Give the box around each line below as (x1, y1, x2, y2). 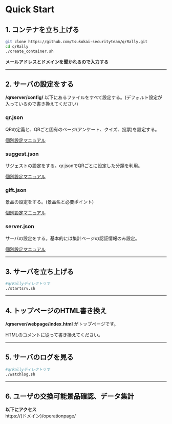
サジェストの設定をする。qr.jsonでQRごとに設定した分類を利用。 (5, 163, 143, 169)
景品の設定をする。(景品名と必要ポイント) (5, 199, 94, 205)
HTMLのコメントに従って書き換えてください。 (5, 332, 103, 338)
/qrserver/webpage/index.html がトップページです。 (5, 321, 119, 327)
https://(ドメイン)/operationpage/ (5, 413, 76, 419)
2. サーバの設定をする (5, 80, 74, 89)
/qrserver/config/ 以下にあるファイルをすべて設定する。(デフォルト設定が (5, 94, 163, 100)
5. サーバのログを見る (5, 353, 74, 362)
